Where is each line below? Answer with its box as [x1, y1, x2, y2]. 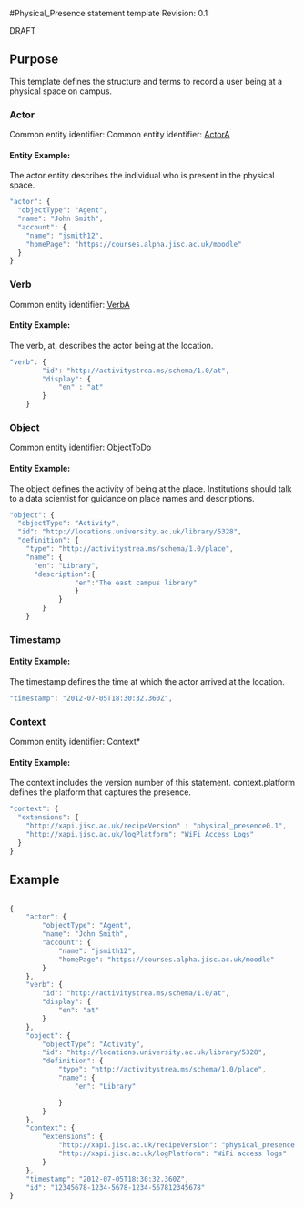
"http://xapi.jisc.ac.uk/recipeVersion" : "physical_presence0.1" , [25, 821, 287, 831]
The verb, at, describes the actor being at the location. [9, 340, 214, 351]
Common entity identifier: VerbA [9, 299, 130, 310]
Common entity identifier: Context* [9, 737, 141, 747]
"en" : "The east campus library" [74, 578, 198, 587]
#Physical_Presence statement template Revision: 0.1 [9, 8, 208, 18]
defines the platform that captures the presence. [9, 787, 191, 798]
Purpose [9, 52, 59, 67]
